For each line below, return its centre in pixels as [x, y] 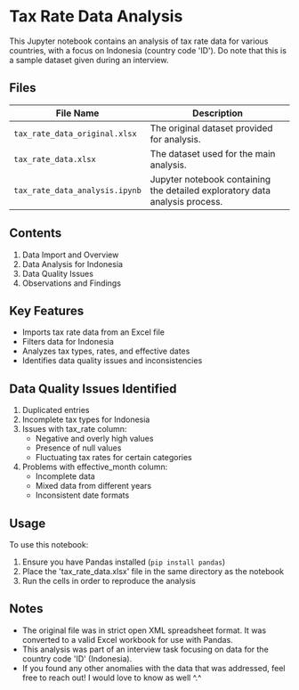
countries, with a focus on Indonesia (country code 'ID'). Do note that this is [148, 50]
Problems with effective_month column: [95, 467]
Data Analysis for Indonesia [72, 264]
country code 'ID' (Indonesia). [77, 658]
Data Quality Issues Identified [93, 389]
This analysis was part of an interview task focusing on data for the [145, 649]
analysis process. [186, 201]
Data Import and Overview [70, 255]
